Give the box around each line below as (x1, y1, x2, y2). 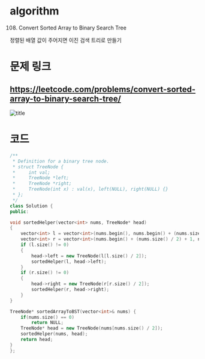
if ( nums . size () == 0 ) (20, 314, 74, 320)
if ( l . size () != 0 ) (20, 242, 70, 248)
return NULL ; (31, 320, 64, 326)
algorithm (10, 4, 59, 18)
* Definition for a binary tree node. (12, 158, 110, 164)
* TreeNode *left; (12, 175, 70, 181)
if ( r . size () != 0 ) (20, 269, 70, 276)
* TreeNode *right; (12, 180, 72, 187)
